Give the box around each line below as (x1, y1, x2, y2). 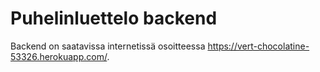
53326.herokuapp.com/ (10, 50, 108, 62)
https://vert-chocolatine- (207, 40, 310, 52)
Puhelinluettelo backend (10, 7, 218, 30)
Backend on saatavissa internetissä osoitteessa (10, 40, 206, 52)
